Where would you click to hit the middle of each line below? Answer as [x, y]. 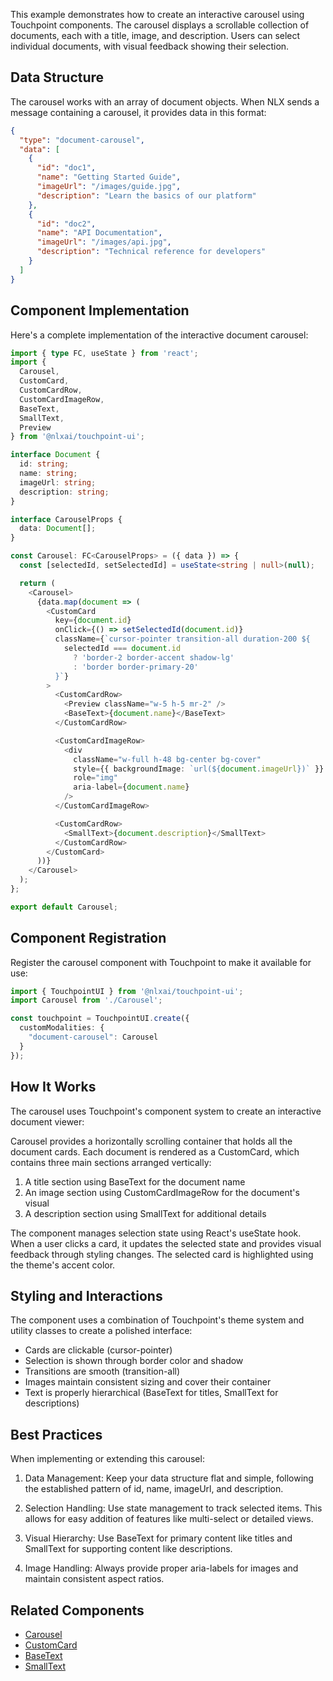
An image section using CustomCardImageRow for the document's [162, 1192]
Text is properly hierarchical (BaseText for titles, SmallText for [151, 1393]
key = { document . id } [93, 620]
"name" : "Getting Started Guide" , [109, 177]
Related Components [77, 1610]
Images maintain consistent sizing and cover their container [148, 1382]
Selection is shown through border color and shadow [134, 1361]
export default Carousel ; [64, 907]
